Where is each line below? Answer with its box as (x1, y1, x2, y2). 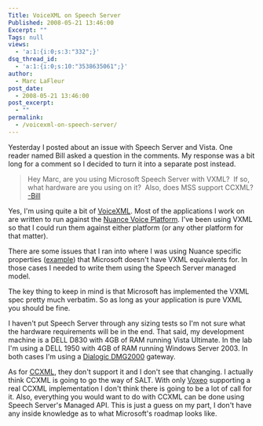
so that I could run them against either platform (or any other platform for (8, 223, 244, 232)
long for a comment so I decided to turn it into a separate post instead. (8, 158, 236, 169)
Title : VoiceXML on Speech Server (8, 11, 122, 20)
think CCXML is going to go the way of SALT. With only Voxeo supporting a (8, 375, 251, 384)
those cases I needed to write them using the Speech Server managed (8, 263, 237, 272)
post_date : (8, 84, 44, 93)
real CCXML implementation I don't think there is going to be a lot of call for (8, 384, 253, 393)
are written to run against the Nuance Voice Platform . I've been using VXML (8, 214, 253, 224)
